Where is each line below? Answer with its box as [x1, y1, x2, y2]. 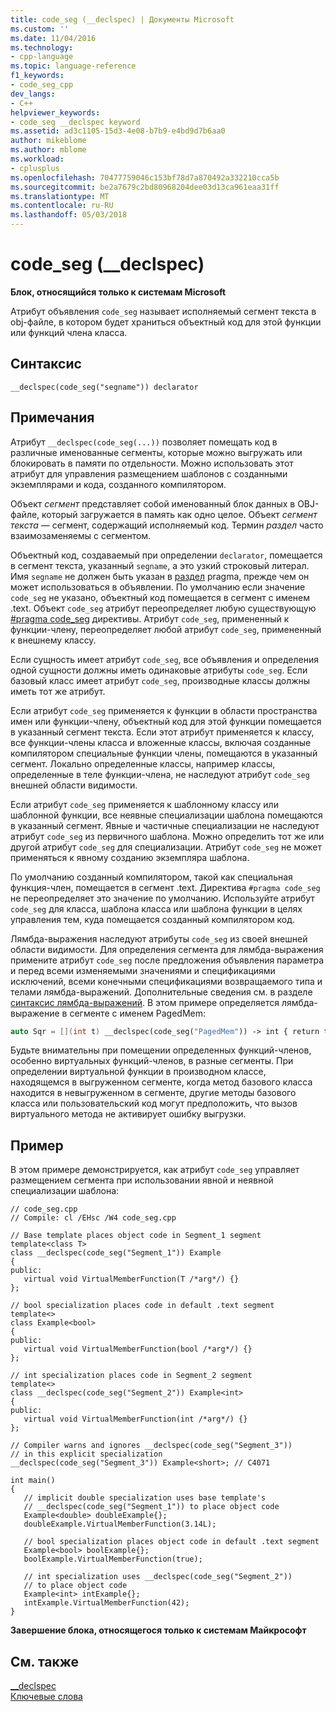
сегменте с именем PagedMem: [69, 1007, 206, 1019]
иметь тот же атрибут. [10, 685, 106, 697]
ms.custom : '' [10, 24, 70, 34]
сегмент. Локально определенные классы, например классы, [10, 757, 276, 770]
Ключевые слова [10, 1691, 83, 1703]
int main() [10, 1476, 56, 1486]
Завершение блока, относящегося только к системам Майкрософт [10, 1624, 307, 1636]
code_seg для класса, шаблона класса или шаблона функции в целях [10, 902, 303, 915]
